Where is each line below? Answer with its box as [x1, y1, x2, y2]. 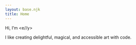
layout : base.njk [5, 7, 40, 12]
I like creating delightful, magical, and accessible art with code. [5, 34, 132, 40]
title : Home [5, 12, 29, 16]
